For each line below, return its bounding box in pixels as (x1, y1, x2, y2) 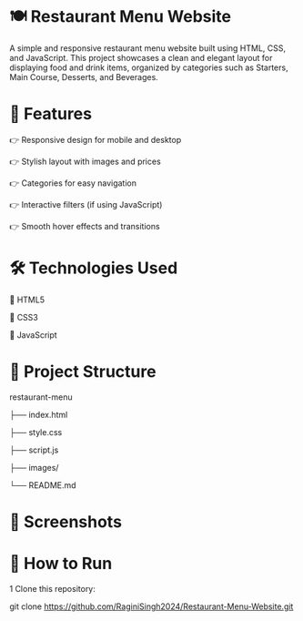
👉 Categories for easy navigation (9, 178, 136, 188)
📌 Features (9, 104, 93, 125)
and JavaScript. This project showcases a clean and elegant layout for (9, 52, 273, 63)
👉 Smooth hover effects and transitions (9, 220, 161, 231)
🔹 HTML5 (9, 294, 45, 305)
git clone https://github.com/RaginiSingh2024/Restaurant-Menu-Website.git (9, 601, 294, 612)
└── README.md (9, 479, 76, 491)
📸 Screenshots (9, 511, 123, 532)
